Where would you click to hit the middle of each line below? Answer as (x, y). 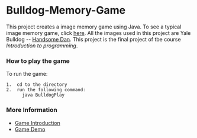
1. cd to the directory (37, 85)
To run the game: (27, 74)
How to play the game (38, 61)
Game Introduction (37, 123)
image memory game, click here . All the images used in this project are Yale (98, 33)
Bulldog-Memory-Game (66, 10)
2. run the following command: (46, 90)
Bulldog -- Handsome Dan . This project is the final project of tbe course (94, 39)
